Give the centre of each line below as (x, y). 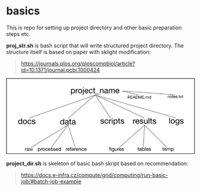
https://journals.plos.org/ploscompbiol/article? (78, 63)
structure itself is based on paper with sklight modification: (79, 51)
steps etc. (19, 34)
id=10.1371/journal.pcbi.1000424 (60, 69)
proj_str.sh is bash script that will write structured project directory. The (95, 46)
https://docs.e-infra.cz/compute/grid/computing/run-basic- (95, 175)
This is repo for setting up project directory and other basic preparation (94, 28)
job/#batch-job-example (51, 181)
